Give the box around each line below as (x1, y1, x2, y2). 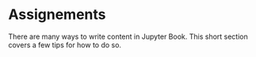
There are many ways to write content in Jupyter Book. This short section (8, 32, 248, 41)
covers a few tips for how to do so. (8, 40, 121, 49)
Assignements (8, 6, 106, 24)
